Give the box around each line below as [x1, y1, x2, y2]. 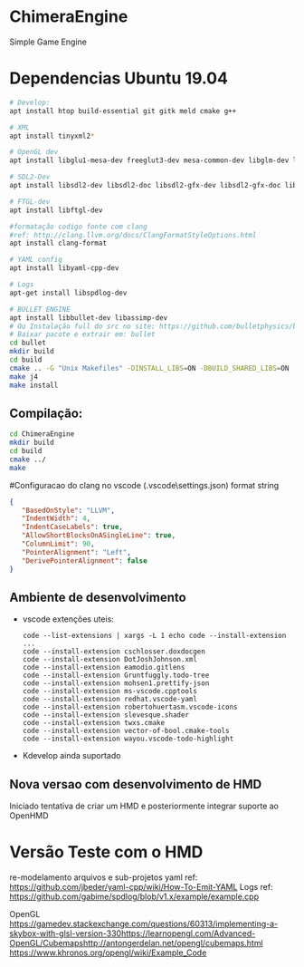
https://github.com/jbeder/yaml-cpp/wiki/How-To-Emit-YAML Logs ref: [9, 882, 273, 893]
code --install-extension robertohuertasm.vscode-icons [22, 702, 238, 712]
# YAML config [9, 256, 63, 265]
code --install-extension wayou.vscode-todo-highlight [22, 734, 234, 744]
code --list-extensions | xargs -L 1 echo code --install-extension [22, 632, 287, 641]
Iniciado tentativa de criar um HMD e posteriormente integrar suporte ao [9, 800, 279, 812]
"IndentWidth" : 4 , [21, 514, 91, 523]
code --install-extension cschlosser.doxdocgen [22, 647, 205, 656]
